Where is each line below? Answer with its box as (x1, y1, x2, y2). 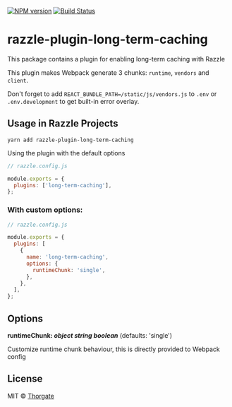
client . (7, 76, 28, 84)
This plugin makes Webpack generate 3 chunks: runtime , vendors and (7, 68, 209, 77)
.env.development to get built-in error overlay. (7, 97, 140, 105)
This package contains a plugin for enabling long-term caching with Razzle (7, 54, 226, 63)
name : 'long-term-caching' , (25, 254, 109, 261)
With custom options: (7, 205, 83, 215)
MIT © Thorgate (7, 391, 54, 400)
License (7, 373, 43, 385)
